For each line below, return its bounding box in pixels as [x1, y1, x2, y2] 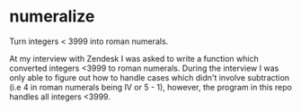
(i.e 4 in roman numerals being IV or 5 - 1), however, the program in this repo [9, 81, 292, 92]
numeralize [9, 6, 95, 27]
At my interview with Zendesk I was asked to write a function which [9, 53, 259, 64]
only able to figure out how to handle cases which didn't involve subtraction [9, 72, 290, 82]
